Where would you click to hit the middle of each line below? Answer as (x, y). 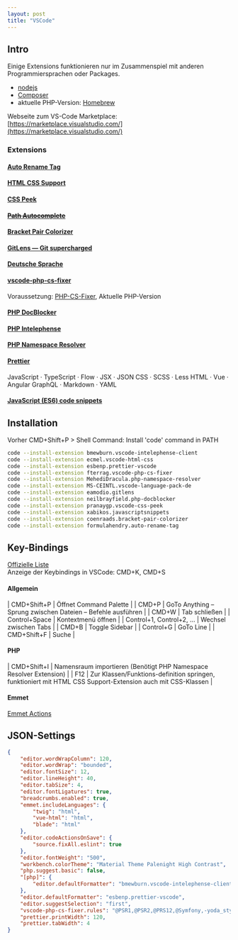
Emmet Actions (29, 713)
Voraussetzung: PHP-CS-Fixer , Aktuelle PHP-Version (84, 296)
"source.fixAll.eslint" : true (77, 844)
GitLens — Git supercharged (50, 248)
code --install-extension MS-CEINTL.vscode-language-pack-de (100, 486)
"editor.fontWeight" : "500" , (63, 858)
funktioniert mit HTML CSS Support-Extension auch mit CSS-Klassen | (110, 681)
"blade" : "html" (57, 825)
